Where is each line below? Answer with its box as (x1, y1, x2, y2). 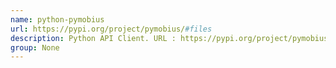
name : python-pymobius (10, 14, 105, 25)
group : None (10, 42, 60, 53)
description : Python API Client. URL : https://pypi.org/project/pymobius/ (10, 33, 333, 43)
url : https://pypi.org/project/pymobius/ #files (10, 24, 213, 34)
